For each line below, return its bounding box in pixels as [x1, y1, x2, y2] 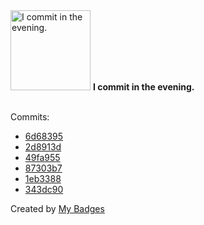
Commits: [10, 111, 50, 123]
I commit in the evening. [92, 81, 195, 93]
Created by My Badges [10, 203, 105, 214]
